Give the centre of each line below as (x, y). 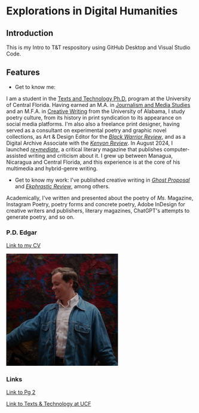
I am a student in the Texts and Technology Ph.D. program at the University (99, 98)
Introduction (30, 33)
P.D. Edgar (22, 232)
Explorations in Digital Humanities (92, 11)
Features (23, 73)
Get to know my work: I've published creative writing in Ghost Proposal (102, 180)
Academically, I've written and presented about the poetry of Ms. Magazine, (100, 198)
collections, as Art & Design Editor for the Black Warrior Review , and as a (96, 136)
